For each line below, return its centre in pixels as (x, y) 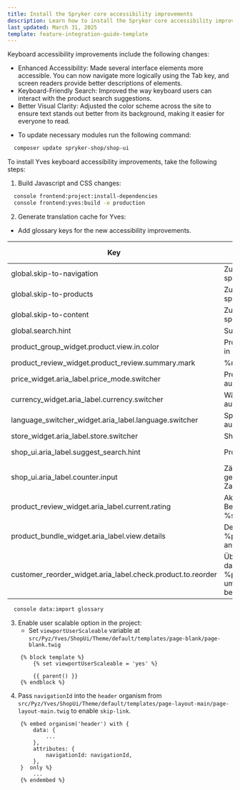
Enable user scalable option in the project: (80, 623)
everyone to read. (44, 121)
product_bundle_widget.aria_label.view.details (88, 536)
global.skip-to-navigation (55, 274)
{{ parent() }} (56, 676)
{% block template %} (52, 657)
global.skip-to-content (50, 314)
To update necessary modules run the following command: (104, 135)
